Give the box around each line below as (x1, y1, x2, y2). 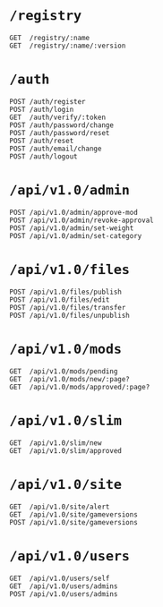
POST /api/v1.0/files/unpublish (9, 311, 130, 320)
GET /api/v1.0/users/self (9, 574, 110, 583)
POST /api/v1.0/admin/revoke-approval (9, 216, 154, 225)
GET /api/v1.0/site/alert (9, 502, 110, 511)
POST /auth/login (9, 105, 74, 114)
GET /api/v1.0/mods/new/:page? (9, 374, 130, 383)
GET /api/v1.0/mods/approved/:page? (9, 382, 150, 391)
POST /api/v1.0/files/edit (9, 295, 110, 304)
